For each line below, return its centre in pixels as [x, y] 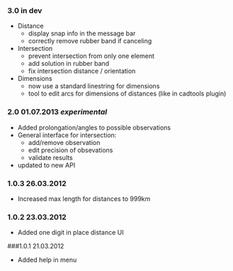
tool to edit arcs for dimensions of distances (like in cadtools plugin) [127, 93]
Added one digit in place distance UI [70, 233]
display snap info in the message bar [82, 33]
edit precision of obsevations [70, 150]
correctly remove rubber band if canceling [90, 41]
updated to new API [46, 165]
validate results [50, 157]
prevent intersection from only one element [91, 56]
